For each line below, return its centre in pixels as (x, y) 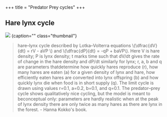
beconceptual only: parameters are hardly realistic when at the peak (88, 99)
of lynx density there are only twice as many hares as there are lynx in (90, 104)
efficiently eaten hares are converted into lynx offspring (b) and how (88, 77)
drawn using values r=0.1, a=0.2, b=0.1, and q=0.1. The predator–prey (89, 88)
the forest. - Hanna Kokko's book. (52, 109)
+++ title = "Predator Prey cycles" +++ (45, 7)
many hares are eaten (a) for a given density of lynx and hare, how (86, 72)
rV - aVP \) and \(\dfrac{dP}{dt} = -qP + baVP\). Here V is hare (95, 51)
